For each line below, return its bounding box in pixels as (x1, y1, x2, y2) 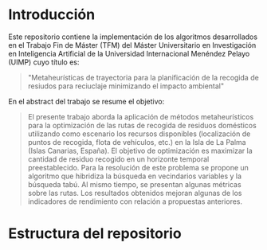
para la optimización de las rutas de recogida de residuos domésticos (27, 120, 257, 130)
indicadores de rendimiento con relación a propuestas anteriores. (27, 197, 243, 206)
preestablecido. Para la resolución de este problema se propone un (27, 162, 249, 172)
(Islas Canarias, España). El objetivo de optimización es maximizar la (27, 146, 253, 155)
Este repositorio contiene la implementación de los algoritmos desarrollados (8, 32, 257, 41)
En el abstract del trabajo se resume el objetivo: (8, 96, 165, 106)
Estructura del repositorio (8, 225, 182, 243)
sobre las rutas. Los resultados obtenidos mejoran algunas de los (27, 188, 242, 197)
